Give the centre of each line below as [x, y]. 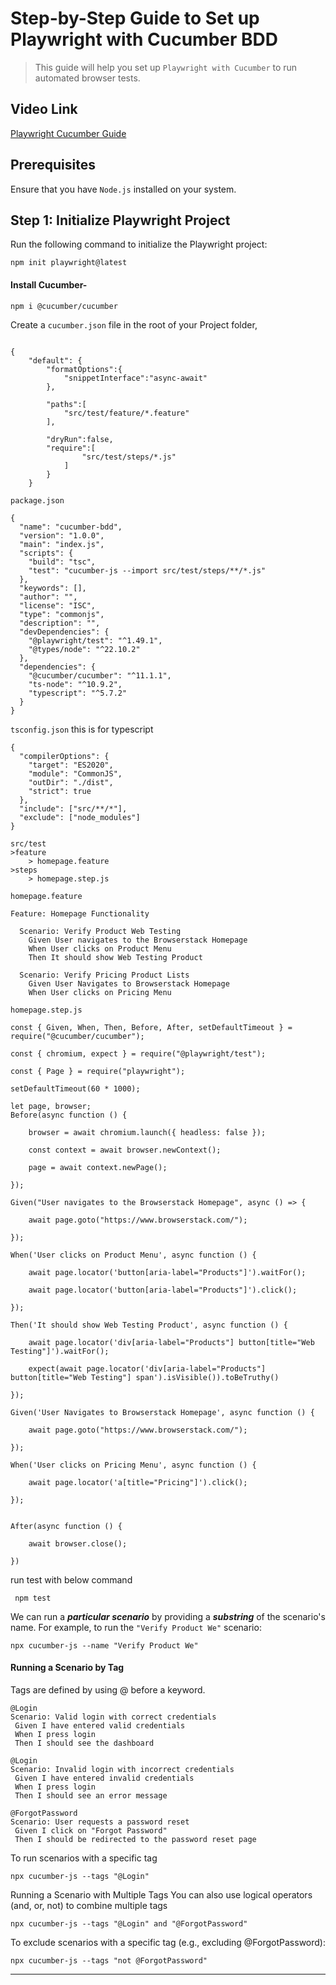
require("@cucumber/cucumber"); [77, 1036]
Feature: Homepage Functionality [80, 913]
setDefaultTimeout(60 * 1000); [75, 1088]
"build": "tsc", [62, 562]
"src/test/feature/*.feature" [126, 413]
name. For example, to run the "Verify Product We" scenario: [136, 1627]
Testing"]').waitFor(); [60, 1351]
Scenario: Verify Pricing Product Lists [104, 975]
